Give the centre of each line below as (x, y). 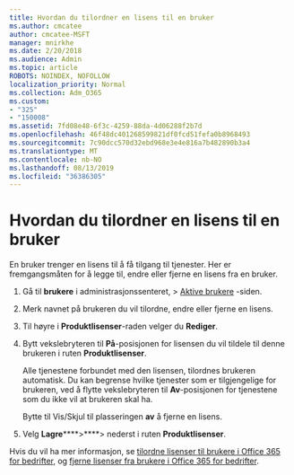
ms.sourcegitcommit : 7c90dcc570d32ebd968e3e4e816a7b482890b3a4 (130, 143)
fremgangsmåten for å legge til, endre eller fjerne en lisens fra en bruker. (143, 274)
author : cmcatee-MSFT (50, 34)
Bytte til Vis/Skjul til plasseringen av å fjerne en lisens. (122, 417)
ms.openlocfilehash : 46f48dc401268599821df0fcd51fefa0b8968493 (130, 135)
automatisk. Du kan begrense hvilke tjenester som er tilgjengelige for (149, 380)
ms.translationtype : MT (54, 151)
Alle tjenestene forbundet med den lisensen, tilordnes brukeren (138, 371)
